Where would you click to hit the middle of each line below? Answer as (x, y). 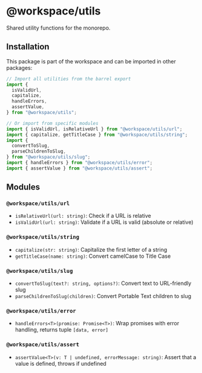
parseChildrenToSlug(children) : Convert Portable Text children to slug (103, 296)
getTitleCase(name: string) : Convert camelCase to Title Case (93, 256)
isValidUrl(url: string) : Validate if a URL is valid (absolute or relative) (104, 222)
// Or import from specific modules (52, 123)
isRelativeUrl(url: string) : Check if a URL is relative (83, 216)
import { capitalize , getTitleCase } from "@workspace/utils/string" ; (97, 135)
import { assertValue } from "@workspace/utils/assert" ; (80, 168)
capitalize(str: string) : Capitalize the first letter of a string (91, 249)
